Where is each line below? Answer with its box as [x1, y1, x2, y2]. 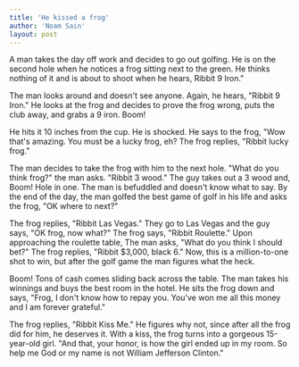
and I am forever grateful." [9, 302, 106, 313]
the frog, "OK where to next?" [9, 201, 119, 212]
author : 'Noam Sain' [9, 21, 87, 30]
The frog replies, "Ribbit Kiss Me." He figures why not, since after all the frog [9, 319, 291, 330]
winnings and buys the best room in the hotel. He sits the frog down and [9, 283, 275, 294]
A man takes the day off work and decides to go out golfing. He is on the [9, 54, 277, 65]
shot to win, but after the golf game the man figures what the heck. [9, 256, 255, 267]
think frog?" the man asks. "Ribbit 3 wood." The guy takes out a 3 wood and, [9, 172, 291, 183]
